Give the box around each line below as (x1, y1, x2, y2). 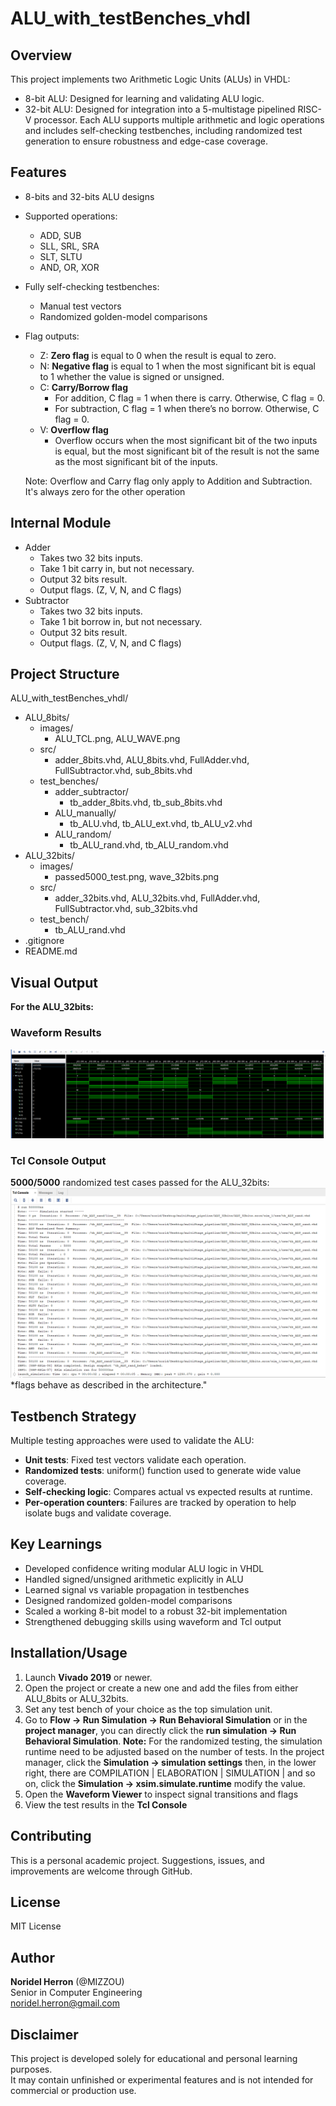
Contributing (10, 1828, 92, 1845)
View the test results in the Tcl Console (24, 1798, 188, 1811)
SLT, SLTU (39, 250, 83, 262)
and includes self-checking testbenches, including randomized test (24, 125, 303, 136)
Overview (10, 47, 73, 64)
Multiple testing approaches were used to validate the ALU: (10, 1435, 255, 1447)
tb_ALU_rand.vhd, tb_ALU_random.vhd (69, 839, 229, 851)
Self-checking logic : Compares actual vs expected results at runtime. (24, 1486, 313, 1498)
